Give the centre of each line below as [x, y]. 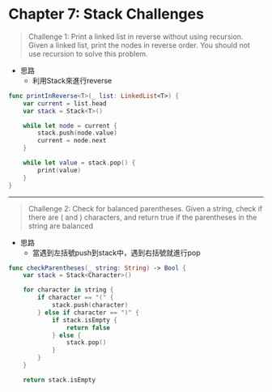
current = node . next [72, 141]
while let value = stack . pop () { [79, 163]
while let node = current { [70, 126]
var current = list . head [65, 103]
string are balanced [61, 226]
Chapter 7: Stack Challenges [106, 14]
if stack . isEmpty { [84, 320]
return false [88, 328]
